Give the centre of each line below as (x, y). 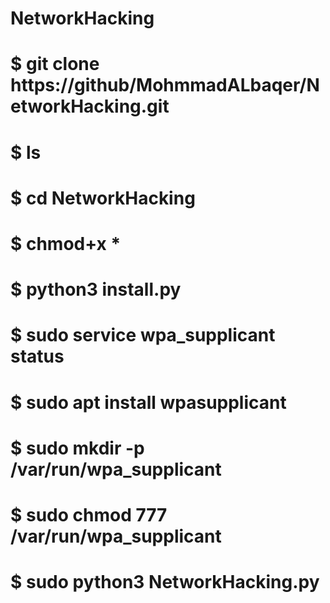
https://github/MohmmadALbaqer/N (165, 85)
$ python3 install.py (96, 289)
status (37, 356)
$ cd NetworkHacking (103, 198)
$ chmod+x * (66, 243)
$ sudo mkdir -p (77, 448)
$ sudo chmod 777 (89, 514)
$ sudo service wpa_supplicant (143, 335)
